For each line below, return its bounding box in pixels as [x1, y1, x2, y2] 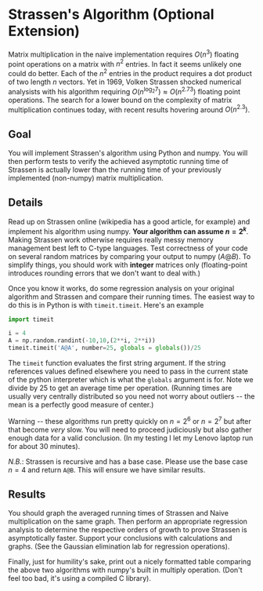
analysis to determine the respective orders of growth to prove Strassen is [8, 525, 248, 534]
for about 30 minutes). [8, 441, 81, 451]
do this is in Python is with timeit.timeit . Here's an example [8, 300, 204, 309]
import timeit [8, 316, 55, 323]
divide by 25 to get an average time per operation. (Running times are [8, 383, 232, 392]
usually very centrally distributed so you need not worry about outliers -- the [8, 392, 255, 401]
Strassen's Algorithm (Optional [8, 5, 214, 24]
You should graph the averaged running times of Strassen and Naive [8, 509, 229, 518]
